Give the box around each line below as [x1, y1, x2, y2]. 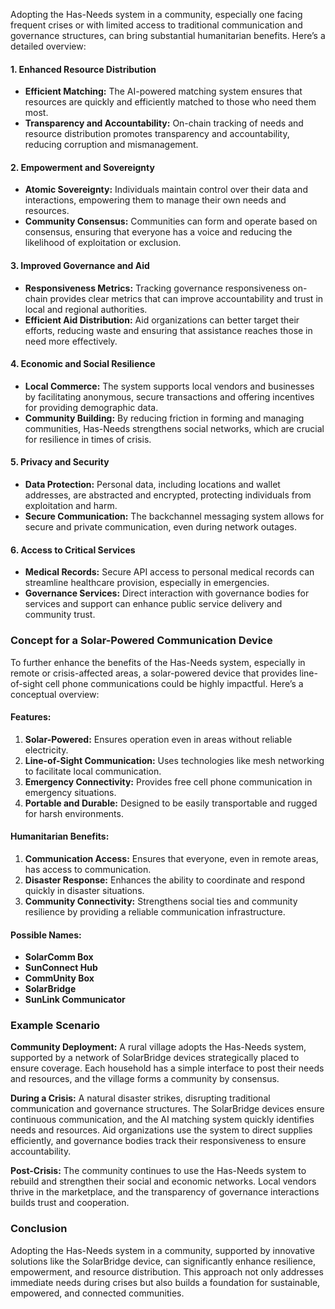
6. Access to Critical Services [10, 544, 136, 556]
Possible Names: [10, 929, 82, 941]
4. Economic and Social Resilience [10, 358, 156, 370]
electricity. [24, 744, 69, 756]
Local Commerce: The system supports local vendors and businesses [24, 380, 315, 392]
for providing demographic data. [24, 401, 159, 413]
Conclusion [10, 1222, 68, 1236]
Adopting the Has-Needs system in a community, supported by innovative [10, 1244, 315, 1256]
